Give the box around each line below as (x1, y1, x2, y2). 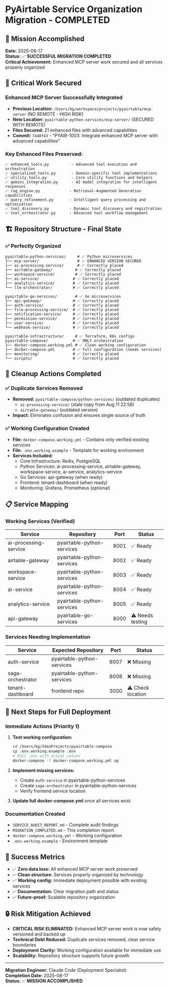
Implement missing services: (12, 767, 75, 773)
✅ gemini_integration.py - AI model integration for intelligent (5, 179, 157, 185)
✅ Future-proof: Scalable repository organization (12, 894, 115, 900)
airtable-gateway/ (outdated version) (20, 407, 98, 413)
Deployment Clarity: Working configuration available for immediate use (12, 947, 161, 953)
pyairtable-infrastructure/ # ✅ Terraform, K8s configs (5, 334, 135, 339)
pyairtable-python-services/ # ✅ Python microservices (5, 254, 132, 259)
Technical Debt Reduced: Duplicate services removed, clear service (12, 936, 155, 942)
